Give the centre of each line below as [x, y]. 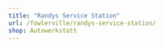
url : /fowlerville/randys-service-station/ [82, 23]
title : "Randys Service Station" [64, 16]
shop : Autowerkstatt [43, 30]
